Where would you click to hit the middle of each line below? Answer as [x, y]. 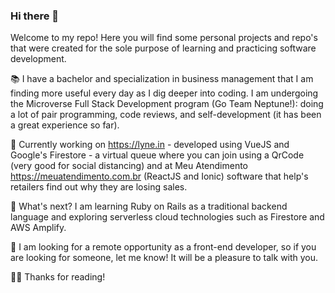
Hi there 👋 [35, 16]
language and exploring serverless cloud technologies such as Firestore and [167, 217]
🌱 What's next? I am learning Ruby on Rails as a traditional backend [149, 206]
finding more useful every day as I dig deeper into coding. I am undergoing [164, 93]
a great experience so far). [65, 125]
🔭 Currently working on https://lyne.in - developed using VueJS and [150, 145]
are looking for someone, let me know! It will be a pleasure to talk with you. [164, 258]
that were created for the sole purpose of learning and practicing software [163, 48]
